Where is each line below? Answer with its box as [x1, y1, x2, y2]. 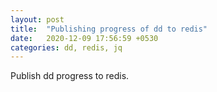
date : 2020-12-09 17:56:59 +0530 [10, 33, 159, 43]
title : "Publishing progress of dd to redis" [10, 24, 208, 34]
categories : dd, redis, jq [10, 42, 123, 53]
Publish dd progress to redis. [10, 70, 130, 82]
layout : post [10, 14, 65, 25]
